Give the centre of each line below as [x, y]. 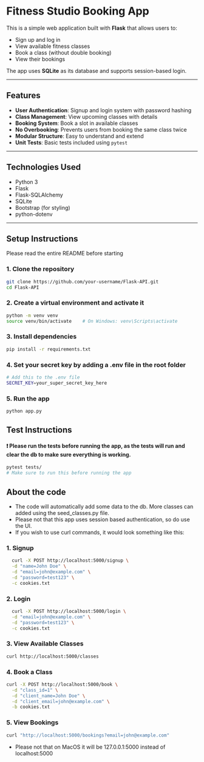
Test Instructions [39, 430]
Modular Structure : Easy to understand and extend [79, 136]
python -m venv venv [32, 315]
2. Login [19, 599]
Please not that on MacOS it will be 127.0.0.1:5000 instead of [90, 747]
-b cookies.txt [31, 707]
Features [23, 96]
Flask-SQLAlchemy [39, 195]
